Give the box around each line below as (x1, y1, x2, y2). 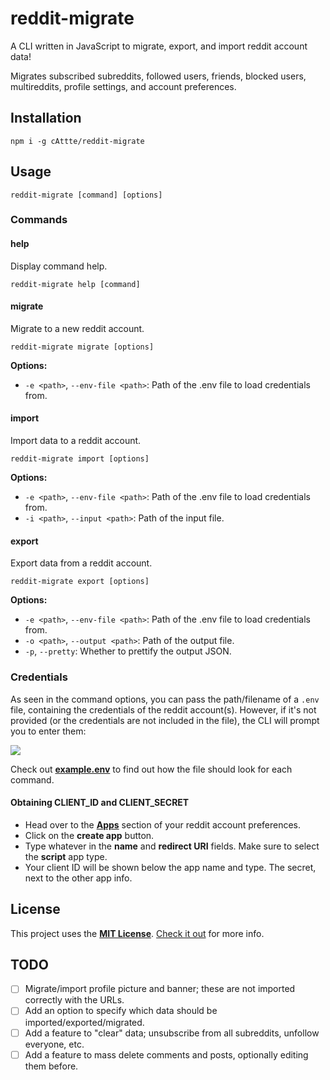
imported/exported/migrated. (24, 1016, 145, 1028)
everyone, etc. (24, 1038, 85, 1050)
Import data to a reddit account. (10, 435, 142, 447)
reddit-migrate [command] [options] (10, 190, 163, 200)
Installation (10, 110, 82, 127)
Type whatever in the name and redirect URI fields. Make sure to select (24, 840, 320, 852)
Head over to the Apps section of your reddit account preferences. (24, 818, 302, 831)
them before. (24, 1060, 79, 1072)
